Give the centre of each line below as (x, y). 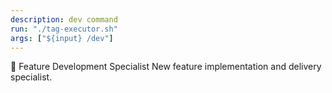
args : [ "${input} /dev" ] (62, 38)
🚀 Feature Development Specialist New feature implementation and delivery (166, 67)
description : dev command (64, 19)
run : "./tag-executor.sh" (64, 29)
